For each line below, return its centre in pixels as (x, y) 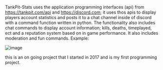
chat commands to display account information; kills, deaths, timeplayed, (79, 28)
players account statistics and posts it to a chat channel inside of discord (78, 17)
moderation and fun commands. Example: (47, 38)
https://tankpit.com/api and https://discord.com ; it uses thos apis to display (81, 12)
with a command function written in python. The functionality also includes (80, 23)
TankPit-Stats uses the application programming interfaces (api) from (75, 7)
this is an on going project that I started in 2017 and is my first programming (81, 57)
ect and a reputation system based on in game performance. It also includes (82, 33)
